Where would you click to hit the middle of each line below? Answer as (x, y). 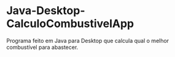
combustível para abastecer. (42, 47)
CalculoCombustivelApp (70, 24)
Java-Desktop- (46, 11)
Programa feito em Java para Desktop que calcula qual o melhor (88, 40)
